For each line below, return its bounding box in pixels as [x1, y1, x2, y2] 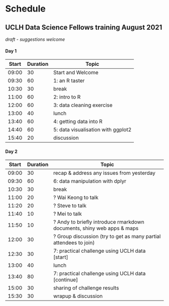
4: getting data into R [53, 118, 103, 125]
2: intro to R [53, 93, 81, 100]
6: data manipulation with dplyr [53, 178, 127, 185]
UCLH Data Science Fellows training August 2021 [5, 23, 162, 32]
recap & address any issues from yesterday [53, 169, 156, 176]
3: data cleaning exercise [53, 101, 113, 109]
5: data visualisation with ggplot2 [53, 126, 132, 133]
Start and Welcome [53, 69, 99, 76]
